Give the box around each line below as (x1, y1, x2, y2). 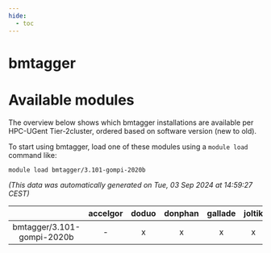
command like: (8, 150, 57, 160)
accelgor (88, 207, 123, 218)
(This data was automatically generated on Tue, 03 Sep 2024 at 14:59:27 (8, 180, 252, 189)
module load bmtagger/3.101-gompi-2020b (8, 166, 147, 174)
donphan (164, 207, 199, 218)
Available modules (8, 90, 135, 109)
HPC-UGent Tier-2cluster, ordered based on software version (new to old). (8, 126, 256, 135)
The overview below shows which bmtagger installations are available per (8, 118, 254, 127)
